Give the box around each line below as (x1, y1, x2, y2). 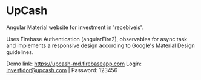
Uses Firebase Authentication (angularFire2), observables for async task (6, 35, 188, 42)
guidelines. (6, 48, 34, 55)
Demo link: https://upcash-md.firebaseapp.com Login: (6, 60, 142, 67)
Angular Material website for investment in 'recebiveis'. (6, 24, 143, 31)
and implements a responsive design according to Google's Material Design (6, 42, 195, 49)
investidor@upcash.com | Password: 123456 (6, 66, 118, 73)
